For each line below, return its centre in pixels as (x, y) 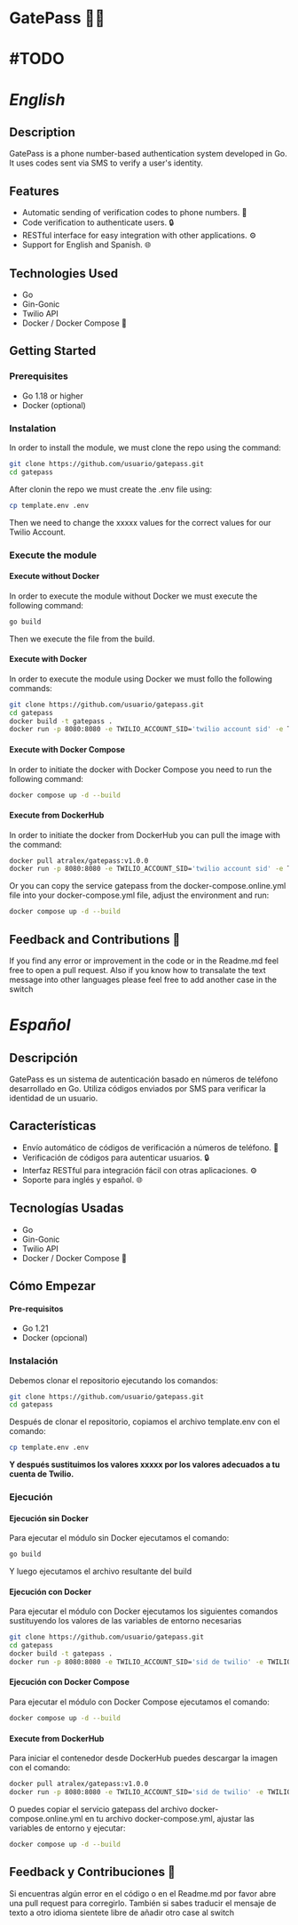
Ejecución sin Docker (49, 1518)
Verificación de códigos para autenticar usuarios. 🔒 (116, 1157)
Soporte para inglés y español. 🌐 (82, 1180)
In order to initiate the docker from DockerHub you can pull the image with (145, 834)
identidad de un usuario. (54, 1099)
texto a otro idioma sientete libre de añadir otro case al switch (122, 1913)
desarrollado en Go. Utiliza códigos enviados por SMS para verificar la (137, 1089)
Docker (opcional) (55, 1338)
